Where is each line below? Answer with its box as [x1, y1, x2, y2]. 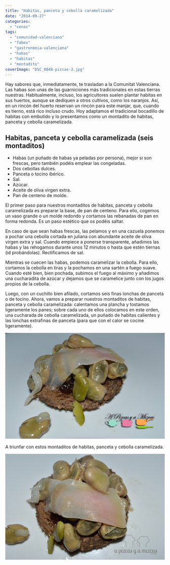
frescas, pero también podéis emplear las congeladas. [12, 160, 126, 166]
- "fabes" [10, 40, 30, 45]
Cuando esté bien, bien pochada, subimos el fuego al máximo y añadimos [5, 270, 159, 276]
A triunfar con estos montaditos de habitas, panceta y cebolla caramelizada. [5, 444, 164, 450]
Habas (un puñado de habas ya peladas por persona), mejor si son [12, 155, 152, 161]
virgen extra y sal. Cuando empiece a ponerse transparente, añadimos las [5, 239, 159, 245]
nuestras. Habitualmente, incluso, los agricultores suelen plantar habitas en [5, 92, 162, 98]
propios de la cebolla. [5, 281, 51, 287]
